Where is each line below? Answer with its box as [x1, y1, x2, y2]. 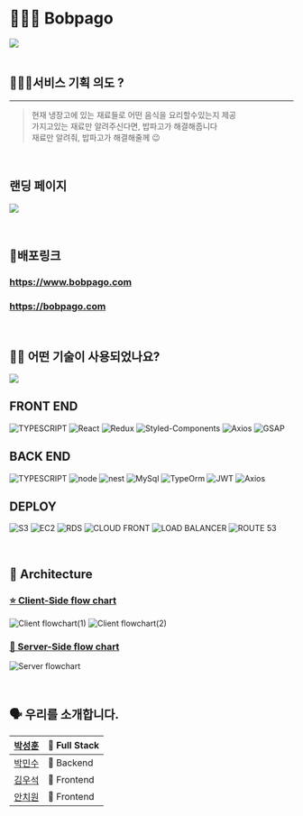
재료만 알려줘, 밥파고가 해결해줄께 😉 [31, 132, 161, 142]
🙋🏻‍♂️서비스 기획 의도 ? [9, 76, 124, 91]
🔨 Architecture [9, 566, 93, 582]
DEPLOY [9, 500, 57, 514]
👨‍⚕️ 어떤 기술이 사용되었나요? [9, 349, 161, 364]
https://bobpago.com [9, 299, 106, 312]
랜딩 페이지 [9, 179, 68, 194]
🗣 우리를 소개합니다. [9, 707, 120, 722]
